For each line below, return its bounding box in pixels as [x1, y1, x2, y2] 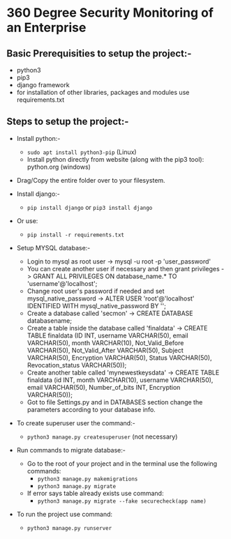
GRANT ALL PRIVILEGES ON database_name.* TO [33, 272, 177, 280]
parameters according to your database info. [27, 405, 156, 413]
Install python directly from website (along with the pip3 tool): [27, 155, 204, 163]
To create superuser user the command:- [16, 418, 135, 427]
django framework [16, 81, 70, 89]
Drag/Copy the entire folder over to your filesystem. [16, 176, 165, 184]
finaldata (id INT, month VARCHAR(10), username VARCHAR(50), [27, 375, 214, 384]
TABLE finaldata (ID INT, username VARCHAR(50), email [27, 331, 189, 340]
